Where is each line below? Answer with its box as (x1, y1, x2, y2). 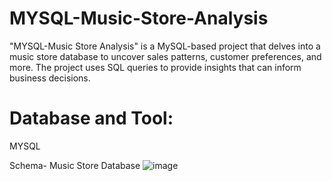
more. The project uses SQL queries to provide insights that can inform (9, 61, 302, 73)
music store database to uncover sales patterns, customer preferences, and (9, 50, 322, 62)
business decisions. (9, 72, 91, 84)
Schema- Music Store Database (9, 159, 141, 171)
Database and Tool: (9, 107, 174, 130)
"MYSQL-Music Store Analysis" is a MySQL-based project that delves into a (9, 40, 321, 52)
